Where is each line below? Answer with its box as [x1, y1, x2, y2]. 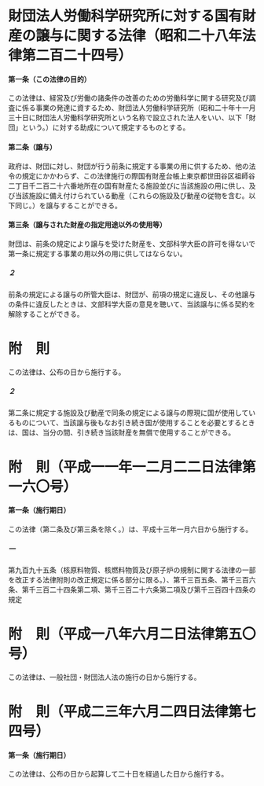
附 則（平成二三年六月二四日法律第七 [8, 703, 257, 721]
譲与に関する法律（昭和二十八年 [35, 27, 243, 45]
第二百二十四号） [22, 46, 133, 64]
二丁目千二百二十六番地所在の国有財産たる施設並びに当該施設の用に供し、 [8, 181, 249, 190]
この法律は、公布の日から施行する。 [8, 367, 126, 376]
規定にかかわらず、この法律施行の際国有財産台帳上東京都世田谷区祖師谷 [21, 171, 255, 181]
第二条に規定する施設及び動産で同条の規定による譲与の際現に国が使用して [8, 408, 249, 417]
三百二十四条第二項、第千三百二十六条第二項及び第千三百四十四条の [35, 585, 256, 594]
